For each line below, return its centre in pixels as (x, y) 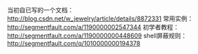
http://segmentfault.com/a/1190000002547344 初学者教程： (93, 27)
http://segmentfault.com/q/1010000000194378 (74, 43)
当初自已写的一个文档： (40, 10)
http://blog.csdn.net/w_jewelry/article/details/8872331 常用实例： (100, 18)
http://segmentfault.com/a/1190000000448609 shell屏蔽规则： (97, 36)
